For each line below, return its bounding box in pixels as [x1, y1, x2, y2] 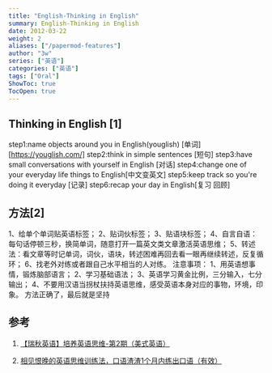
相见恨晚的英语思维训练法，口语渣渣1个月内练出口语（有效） [19, 355, 223, 365]
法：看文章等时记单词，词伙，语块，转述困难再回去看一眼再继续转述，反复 [8, 249, 257, 259]
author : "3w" [8, 49, 53, 57]
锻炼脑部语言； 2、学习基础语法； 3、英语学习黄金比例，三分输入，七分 [22, 269, 263, 279]
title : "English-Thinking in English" [8, 11, 139, 20]
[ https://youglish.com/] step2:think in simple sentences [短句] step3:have [8, 150, 253, 159]
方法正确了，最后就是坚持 [23, 290, 110, 299]
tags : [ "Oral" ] [8, 72, 60, 80]
